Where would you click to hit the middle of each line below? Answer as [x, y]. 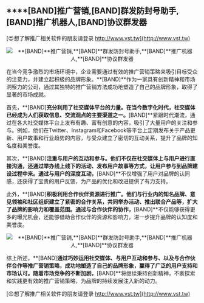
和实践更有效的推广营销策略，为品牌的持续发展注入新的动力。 [83, 280]
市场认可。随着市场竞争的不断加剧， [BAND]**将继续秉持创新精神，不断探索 [101, 273]
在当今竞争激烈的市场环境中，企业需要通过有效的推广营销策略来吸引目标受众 [102, 71]
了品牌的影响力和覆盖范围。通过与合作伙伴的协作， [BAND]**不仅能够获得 [98, 209]
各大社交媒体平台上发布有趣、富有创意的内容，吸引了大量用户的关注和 [104, 122]
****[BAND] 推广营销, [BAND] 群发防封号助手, [93, 11]
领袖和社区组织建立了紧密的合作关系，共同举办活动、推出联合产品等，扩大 [104, 201]
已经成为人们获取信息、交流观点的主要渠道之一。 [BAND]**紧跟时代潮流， [98, 115]
